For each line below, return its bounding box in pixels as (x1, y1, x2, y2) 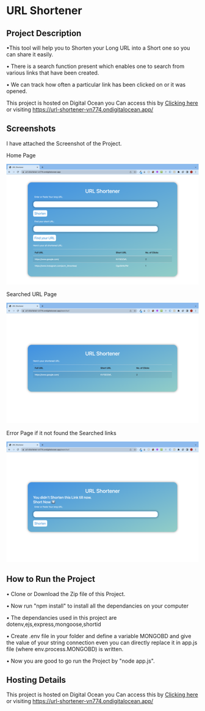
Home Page (6, 151, 36, 159)
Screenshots (6, 124, 56, 134)
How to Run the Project (6, 574, 96, 584)
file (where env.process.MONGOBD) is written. (6, 645, 124, 652)
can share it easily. (6, 51, 54, 58)
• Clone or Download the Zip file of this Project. (6, 590, 126, 597)
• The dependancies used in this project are (6, 614, 117, 621)
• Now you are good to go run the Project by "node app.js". (6, 657, 156, 664)
